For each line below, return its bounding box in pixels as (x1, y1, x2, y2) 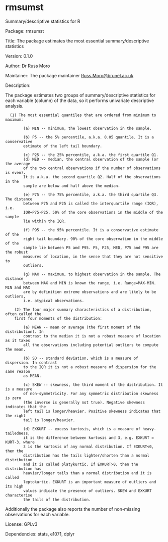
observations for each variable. (5, 511, 70, 517)
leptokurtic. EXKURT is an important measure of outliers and (23, 479, 156, 484)
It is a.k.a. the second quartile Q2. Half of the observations (23, 174, 161, 179)
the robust (5, 250, 28, 255)
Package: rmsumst (5, 28, 44, 34)
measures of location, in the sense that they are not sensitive (23, 254, 163, 259)
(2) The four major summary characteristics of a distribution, (14, 307, 152, 312)
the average (5, 161, 30, 166)
